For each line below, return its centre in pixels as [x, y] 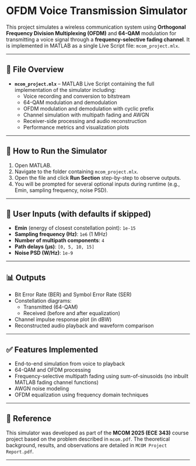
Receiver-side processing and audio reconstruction [85, 121]
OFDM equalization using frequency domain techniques [81, 395]
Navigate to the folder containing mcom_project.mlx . [76, 172]
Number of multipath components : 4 [60, 241]
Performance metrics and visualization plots [76, 127]
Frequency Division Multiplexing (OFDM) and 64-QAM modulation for [91, 33]
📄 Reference [29, 419]
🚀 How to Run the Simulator [57, 151]
